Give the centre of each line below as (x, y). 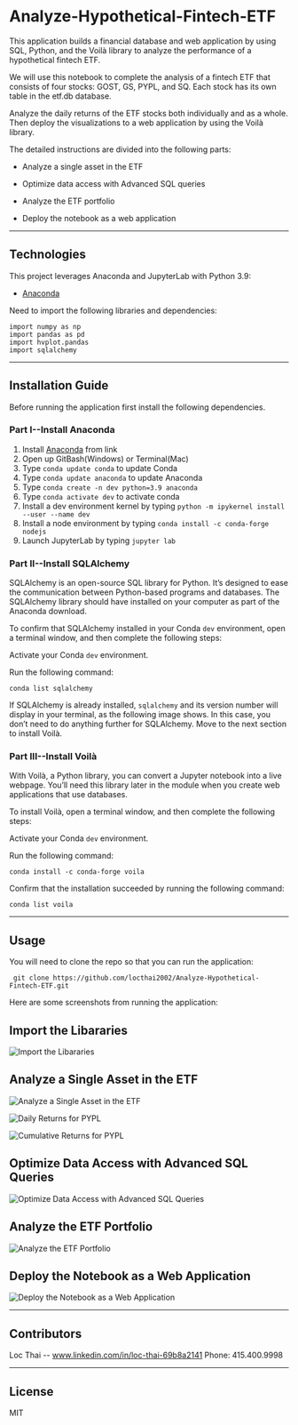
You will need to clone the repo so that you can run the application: (132, 962)
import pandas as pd (47, 334)
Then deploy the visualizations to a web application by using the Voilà (137, 123)
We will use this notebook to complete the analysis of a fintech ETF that (140, 76)
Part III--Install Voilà (53, 757)
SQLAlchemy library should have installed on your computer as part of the (145, 602)
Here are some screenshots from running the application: (114, 1003)
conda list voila (41, 905)
